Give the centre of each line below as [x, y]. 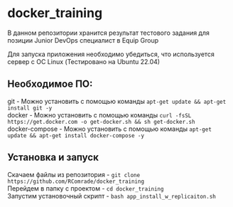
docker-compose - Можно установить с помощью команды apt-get [109, 129]
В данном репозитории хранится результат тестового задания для [108, 33]
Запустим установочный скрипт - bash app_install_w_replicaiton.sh [112, 196]
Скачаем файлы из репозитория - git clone [74, 174]
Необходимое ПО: [50, 84]
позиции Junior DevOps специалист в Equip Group [83, 40]
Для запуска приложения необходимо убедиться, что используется [111, 54]
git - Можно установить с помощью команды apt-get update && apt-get [117, 101]
